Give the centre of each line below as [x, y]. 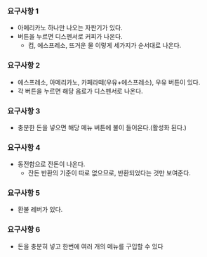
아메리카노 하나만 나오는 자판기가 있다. [70, 28]
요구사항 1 [23, 11]
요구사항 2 [24, 65]
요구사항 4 [24, 147]
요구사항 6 [24, 230]
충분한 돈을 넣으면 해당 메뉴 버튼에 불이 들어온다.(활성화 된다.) [102, 127]
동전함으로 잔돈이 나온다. [51, 164]
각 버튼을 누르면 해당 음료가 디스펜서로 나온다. [80, 91]
